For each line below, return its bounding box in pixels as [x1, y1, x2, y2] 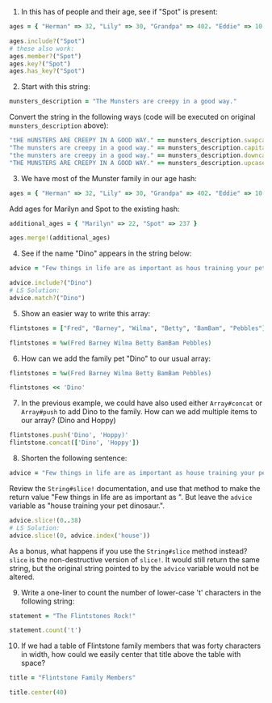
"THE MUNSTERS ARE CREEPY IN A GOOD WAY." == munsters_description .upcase [9, 159, 266, 167]
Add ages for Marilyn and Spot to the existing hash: [9, 204, 180, 214]
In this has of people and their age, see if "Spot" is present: [20, 7, 218, 16]
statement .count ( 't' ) [9, 626, 82, 634]
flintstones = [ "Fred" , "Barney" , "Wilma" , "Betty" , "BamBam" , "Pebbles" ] [9, 324, 266, 332]
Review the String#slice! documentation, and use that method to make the [9, 483, 261, 493]
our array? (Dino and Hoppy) [20, 416, 116, 426]
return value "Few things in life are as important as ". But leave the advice [9, 492, 253, 502]
